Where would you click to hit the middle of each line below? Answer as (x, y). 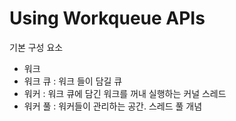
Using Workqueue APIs (107, 18)
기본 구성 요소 (36, 47)
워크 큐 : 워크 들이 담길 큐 (73, 81)
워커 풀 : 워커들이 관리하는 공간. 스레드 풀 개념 (113, 106)
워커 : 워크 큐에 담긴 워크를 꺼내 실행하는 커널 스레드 (125, 93)
